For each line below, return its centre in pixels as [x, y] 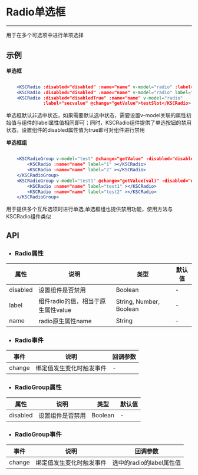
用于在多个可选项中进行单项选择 [45, 35]
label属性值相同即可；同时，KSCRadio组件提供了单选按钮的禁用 [114, 123]
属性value [58, 310]
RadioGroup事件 [38, 434]
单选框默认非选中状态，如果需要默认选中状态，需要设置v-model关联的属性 [96, 115]
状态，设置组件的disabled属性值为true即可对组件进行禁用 [76, 130]
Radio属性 [29, 253]
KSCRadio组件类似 [29, 217]
